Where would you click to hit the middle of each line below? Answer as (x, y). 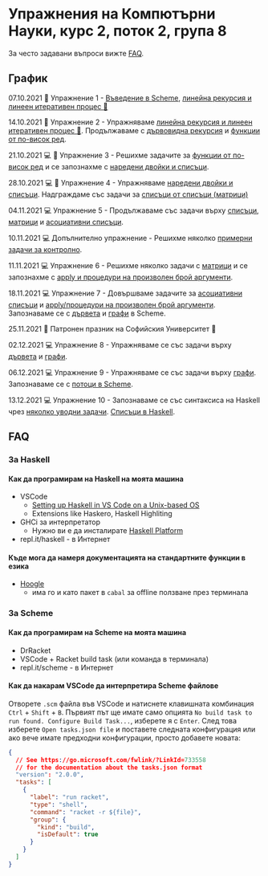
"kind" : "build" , (66, 827)
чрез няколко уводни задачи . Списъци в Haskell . (91, 411)
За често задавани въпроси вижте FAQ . (76, 53)
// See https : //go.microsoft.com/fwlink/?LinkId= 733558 (111, 760)
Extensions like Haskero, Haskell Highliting (102, 514)
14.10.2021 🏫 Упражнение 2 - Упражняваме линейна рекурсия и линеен (130, 122)
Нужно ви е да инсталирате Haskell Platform (107, 531)
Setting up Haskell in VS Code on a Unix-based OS (116, 505)
